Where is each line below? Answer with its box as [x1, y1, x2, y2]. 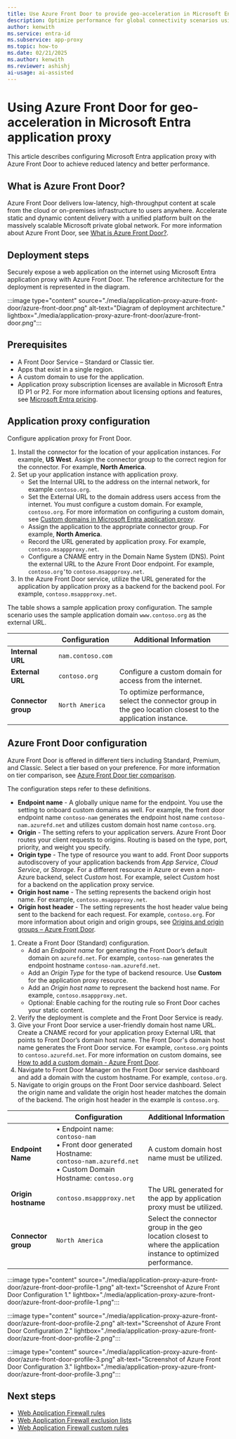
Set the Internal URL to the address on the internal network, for [27, 477, 210, 486]
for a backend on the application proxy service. [17, 880, 155, 889]
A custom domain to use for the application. [17, 372, 145, 381]
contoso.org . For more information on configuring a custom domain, [27, 507, 225, 516]
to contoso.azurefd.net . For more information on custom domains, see [17, 1050, 222, 1059]
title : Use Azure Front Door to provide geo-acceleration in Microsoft [7, 10, 221, 18]
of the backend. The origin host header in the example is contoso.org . [17, 1095, 220, 1104]
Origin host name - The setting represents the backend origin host [17, 887, 211, 896]
